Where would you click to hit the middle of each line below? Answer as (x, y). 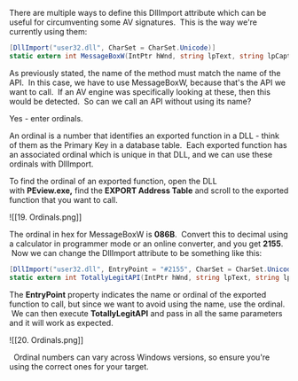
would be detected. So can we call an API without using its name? (130, 101)
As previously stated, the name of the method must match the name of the (145, 73)
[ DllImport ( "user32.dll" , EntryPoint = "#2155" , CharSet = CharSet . (138, 269)
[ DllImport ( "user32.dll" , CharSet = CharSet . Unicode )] (113, 48)
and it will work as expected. (61, 323)
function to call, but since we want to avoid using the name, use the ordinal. (147, 304)
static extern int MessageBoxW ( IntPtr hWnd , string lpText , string (137, 56)
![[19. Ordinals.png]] (46, 217)
